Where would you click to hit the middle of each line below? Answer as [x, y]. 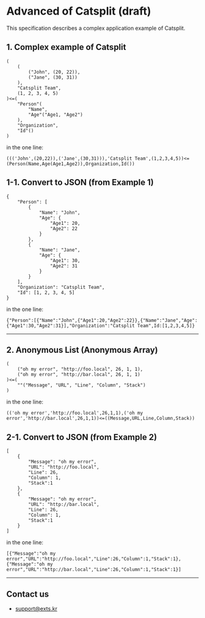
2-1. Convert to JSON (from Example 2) [82, 437]
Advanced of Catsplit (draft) [79, 11]
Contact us [28, 594]
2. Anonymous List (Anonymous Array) [82, 350]
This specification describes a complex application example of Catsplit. [96, 28]
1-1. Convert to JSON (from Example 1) [80, 183]
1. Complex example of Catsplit [66, 47]
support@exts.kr [36, 609]
